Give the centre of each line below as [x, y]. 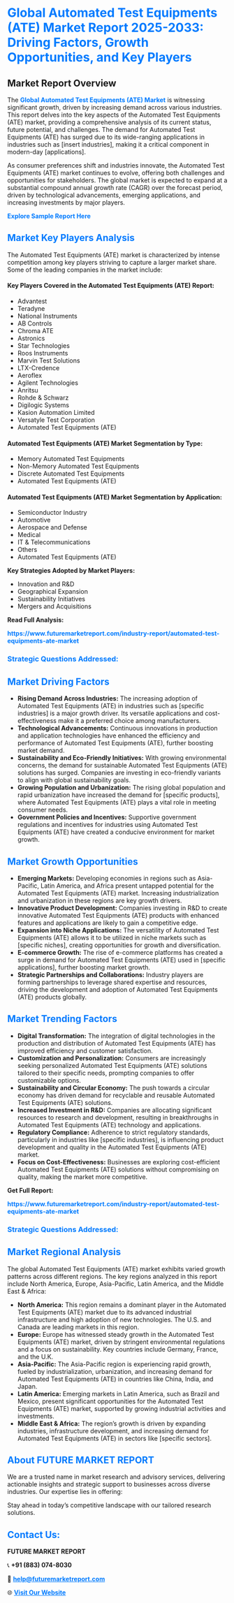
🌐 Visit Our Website [37, 1593]
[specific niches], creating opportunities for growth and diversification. [119, 945]
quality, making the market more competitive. [82, 1177]
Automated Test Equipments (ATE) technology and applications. [109, 1125]
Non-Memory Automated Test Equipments [78, 467]
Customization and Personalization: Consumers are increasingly [111, 1058]
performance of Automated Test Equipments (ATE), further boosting [115, 743]
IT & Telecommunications [54, 542]
